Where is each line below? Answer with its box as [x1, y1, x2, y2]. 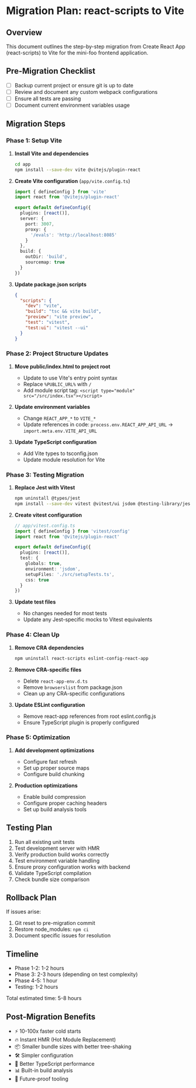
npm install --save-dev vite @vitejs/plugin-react [14, 167, 141, 172]
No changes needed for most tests [23, 610, 107, 617]
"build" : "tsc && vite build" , [25, 309, 102, 314]
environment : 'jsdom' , [25, 566, 81, 572]
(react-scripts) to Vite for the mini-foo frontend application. [6, 49, 149, 56]
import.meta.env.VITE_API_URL [23, 428, 98, 434]
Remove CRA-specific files [14, 666, 82, 673]
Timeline [6, 949, 39, 959]
